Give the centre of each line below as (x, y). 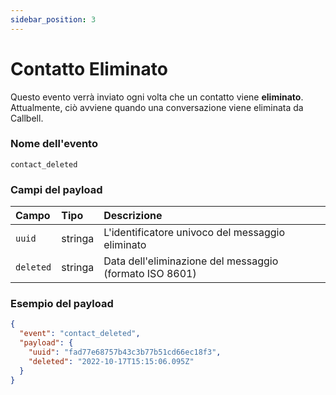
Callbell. (27, 118)
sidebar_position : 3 (53, 19)
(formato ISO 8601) (150, 274)
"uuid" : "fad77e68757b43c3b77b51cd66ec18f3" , (125, 352)
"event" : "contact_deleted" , (80, 334)
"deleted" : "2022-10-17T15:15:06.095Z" (111, 361)
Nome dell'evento (54, 144)
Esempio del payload (62, 304)
